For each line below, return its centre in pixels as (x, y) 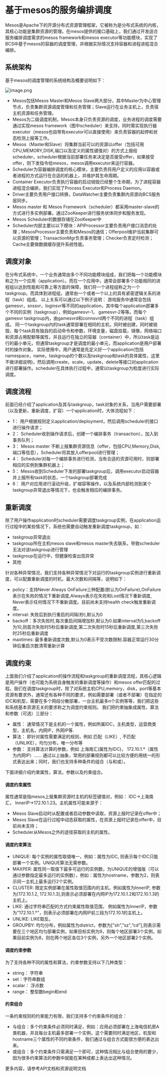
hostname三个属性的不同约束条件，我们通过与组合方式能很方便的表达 (83, 1039)
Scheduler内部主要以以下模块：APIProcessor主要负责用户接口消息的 (83, 225)
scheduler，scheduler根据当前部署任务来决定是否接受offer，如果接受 (83, 157)
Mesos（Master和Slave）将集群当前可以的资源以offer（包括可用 (78, 144)
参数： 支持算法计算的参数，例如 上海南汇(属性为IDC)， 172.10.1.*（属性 (85, 749)
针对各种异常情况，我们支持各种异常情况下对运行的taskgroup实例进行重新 (81, 573)
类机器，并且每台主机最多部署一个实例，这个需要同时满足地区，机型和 (84, 1033)
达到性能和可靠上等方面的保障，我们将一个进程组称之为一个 (79, 287)
